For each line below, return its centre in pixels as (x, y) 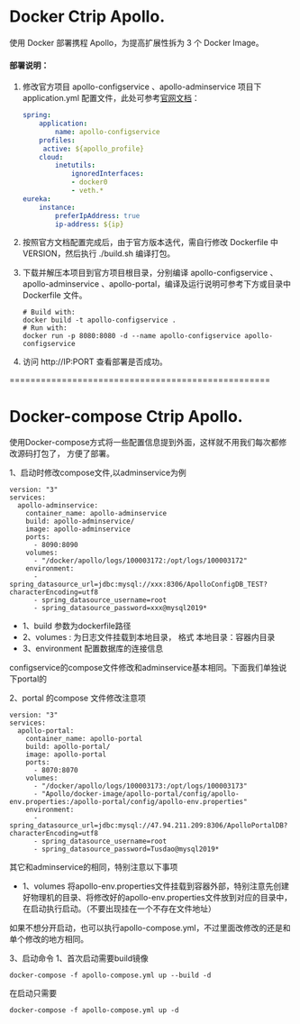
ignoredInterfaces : (107, 174)
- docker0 (89, 182)
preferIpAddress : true (98, 215)
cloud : (51, 157)
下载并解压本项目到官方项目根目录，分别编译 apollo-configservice (145, 273)
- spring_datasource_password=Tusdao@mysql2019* (126, 849)
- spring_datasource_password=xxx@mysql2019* (120, 608)
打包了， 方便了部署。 (73, 453)
